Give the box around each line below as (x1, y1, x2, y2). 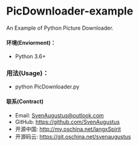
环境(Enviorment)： (6, 39, 56, 46)
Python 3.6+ (15, 53, 47, 60)
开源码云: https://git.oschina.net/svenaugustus (15, 133, 131, 140)
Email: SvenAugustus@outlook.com (15, 111, 104, 119)
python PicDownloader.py (15, 83, 80, 90)
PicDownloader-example (6, 4, 134, 18)
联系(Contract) (6, 98, 44, 105)
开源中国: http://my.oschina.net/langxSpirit (15, 125, 121, 133)
